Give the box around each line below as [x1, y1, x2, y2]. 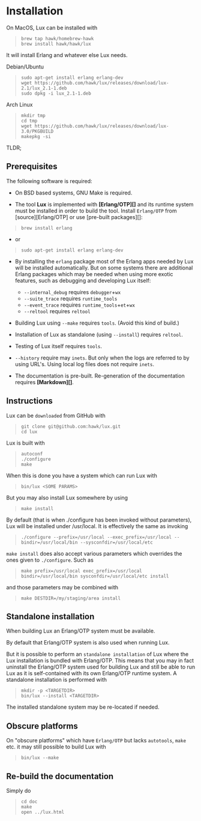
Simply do [6, 787, 31, 794]
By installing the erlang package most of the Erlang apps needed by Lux [14, 257, 194, 265]
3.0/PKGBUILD [20, 128, 54, 134]
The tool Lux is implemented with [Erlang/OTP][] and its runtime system [14, 200, 194, 208]
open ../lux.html [20, 809, 65, 815]
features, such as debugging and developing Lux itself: [14, 277, 151, 284]
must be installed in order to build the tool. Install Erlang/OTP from [14, 207, 177, 214]
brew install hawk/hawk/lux [20, 41, 91, 47]
